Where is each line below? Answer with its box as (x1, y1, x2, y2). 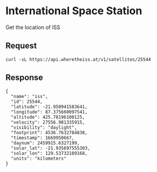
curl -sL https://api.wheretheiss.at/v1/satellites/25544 (5, 56, 151, 63)
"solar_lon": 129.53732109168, (11, 150, 88, 156)
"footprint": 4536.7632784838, (11, 129, 88, 135)
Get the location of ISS (5, 24, 60, 31)
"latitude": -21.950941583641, (11, 103, 88, 110)
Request (5, 41, 37, 51)
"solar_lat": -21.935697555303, (11, 145, 91, 151)
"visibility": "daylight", (11, 124, 77, 131)
